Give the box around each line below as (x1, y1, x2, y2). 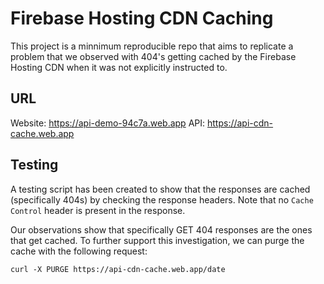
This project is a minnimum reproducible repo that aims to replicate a (10, 40, 294, 52)
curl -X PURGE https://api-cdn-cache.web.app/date (10, 264, 226, 274)
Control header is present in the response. (10, 204, 186, 216)
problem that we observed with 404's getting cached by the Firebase (10, 50, 297, 62)
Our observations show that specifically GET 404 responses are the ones (10, 223, 313, 236)
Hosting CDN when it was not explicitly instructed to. (10, 61, 228, 73)
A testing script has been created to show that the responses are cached (10, 183, 311, 195)
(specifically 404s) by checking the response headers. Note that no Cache (10, 193, 314, 206)
